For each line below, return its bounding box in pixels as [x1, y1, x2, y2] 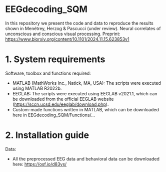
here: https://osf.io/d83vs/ [12, 161, 67, 167]
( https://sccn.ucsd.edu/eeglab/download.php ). [12, 101, 109, 107]
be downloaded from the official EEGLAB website [12, 96, 114, 102]
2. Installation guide [5, 129, 89, 141]
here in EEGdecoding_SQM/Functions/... [12, 112, 95, 118]
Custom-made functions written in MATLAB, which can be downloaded [12, 106, 159, 112]
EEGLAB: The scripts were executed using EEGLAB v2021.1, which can [12, 90, 157, 96]
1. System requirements [5, 54, 105, 65]
